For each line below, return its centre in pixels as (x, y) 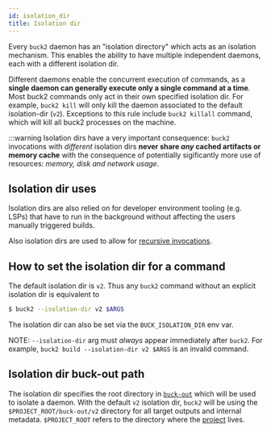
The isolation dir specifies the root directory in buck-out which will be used (132, 393)
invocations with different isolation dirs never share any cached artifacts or (135, 146)
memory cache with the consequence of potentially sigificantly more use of (135, 155)
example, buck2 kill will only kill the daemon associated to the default (126, 105)
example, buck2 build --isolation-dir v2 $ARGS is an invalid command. (129, 349)
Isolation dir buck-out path (77, 374)
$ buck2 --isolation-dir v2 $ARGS (67, 309)
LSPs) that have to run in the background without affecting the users (122, 217)
